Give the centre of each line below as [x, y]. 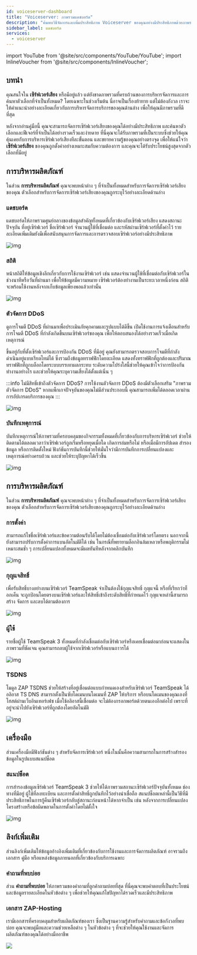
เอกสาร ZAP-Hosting [34, 908]
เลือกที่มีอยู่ [16, 152]
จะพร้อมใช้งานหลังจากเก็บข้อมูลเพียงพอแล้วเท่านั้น [54, 287]
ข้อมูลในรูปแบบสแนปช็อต [30, 758]
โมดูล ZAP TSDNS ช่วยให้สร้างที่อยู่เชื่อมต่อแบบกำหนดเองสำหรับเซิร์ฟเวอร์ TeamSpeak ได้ [98, 688]
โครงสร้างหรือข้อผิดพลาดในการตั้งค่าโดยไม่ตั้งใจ [52, 806]
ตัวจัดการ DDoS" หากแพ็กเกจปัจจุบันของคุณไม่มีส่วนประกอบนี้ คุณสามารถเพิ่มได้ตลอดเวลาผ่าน [98, 390]
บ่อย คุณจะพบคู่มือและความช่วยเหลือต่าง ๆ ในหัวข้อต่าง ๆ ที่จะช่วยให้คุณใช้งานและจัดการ [90, 928]
